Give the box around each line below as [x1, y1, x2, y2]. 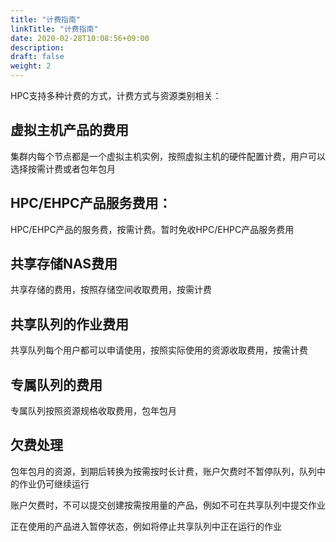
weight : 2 [10, 61, 52, 71]
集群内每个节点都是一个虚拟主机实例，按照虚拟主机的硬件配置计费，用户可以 [10, 150, 326, 162]
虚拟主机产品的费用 [10, 122, 129, 139]
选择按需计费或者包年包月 [10, 162, 116, 175]
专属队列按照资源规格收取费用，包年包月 [10, 405, 177, 417]
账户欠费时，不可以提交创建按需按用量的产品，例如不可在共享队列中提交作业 [10, 499, 326, 511]
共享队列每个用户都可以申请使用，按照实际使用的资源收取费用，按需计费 [10, 344, 308, 356]
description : [10, 42, 65, 53]
